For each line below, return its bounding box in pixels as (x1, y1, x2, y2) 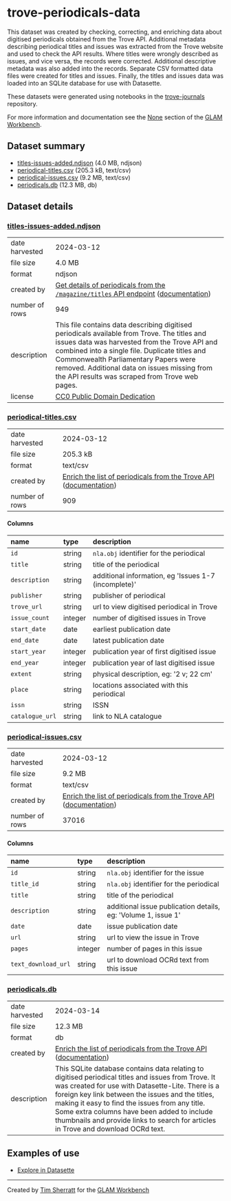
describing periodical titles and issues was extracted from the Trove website (7, 42, 223, 50)
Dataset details (7, 201, 74, 212)
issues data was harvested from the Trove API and (55, 337, 218, 347)
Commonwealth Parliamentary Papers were (55, 355, 196, 364)
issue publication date (107, 922, 178, 931)
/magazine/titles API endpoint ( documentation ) (55, 289, 212, 299)
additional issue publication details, (107, 902, 221, 911)
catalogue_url (10, 712, 57, 720)
